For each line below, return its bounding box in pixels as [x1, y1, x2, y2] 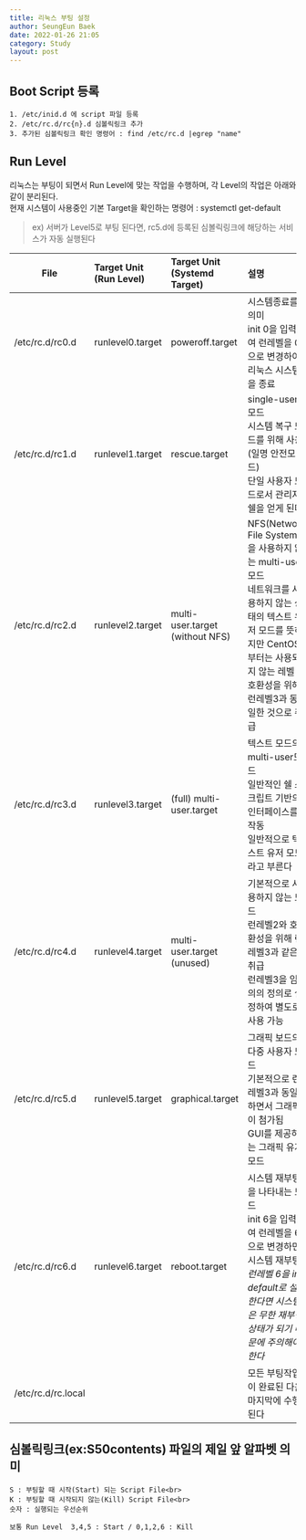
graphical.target [170, 1092, 240, 1105]
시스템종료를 [247, 295, 299, 308]
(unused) [170, 956, 210, 969]
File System [247, 529, 298, 541]
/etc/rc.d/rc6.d [14, 1260, 77, 1273]
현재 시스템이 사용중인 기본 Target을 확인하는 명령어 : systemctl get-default [9, 202, 281, 213]
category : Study [9, 38, 71, 48]
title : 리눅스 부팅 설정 [9, 13, 91, 23]
